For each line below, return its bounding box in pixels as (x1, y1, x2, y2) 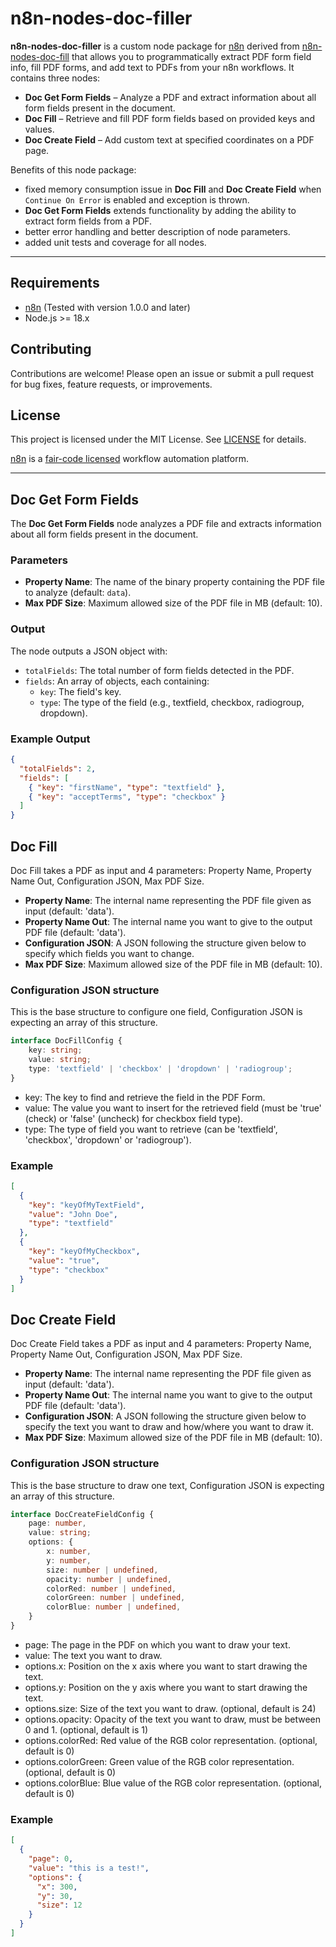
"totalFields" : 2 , (19, 763, 97, 774)
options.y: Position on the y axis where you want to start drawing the (24, 1681, 308, 1693)
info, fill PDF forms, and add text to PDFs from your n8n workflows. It (10, 61, 295, 73)
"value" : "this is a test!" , (28, 1863, 150, 1873)
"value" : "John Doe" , (28, 1209, 118, 1219)
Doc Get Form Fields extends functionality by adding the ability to (24, 204, 297, 216)
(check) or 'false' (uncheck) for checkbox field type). (24, 1112, 244, 1124)
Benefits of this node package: (10, 163, 137, 176)
